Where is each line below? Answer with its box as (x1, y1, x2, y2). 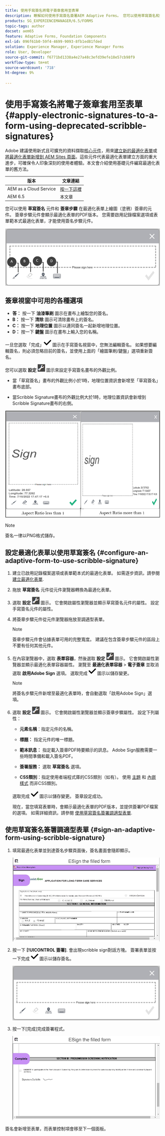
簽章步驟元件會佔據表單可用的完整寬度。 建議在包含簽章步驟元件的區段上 (12, 637, 160, 642)
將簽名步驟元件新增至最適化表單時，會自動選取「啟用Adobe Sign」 (12, 690, 148, 696)
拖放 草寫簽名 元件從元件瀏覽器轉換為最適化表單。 (12, 587, 114, 593)
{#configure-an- (96, 548, 149, 557)
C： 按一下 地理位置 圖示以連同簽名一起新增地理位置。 (12, 323, 123, 329)
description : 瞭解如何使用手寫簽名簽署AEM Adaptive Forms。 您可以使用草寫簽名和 (5, 13, 160, 18)
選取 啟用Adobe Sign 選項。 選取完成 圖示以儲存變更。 (12, 671, 132, 676)
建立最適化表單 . (12, 576, 44, 582)
